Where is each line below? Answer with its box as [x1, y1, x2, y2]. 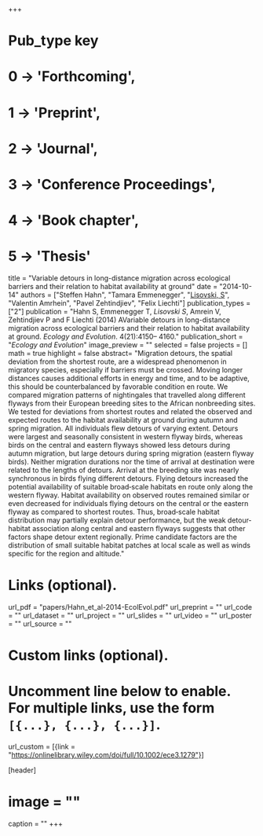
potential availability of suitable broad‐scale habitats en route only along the [8, 482, 254, 492]
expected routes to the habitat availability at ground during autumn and [8, 416, 238, 425]
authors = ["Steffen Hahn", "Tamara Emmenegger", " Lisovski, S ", [20, 290, 230, 299]
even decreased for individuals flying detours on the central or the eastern [8, 499, 249, 508]
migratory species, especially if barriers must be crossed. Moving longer [8, 365, 243, 375]
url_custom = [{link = [8, 742, 76, 751]
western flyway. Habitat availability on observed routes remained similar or [8, 490, 250, 500]
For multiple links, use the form [8, 699, 215, 717]
